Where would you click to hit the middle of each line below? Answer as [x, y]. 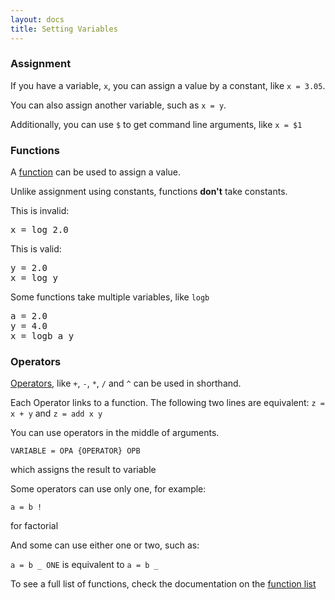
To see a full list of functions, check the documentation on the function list [163, 584]
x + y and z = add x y [56, 413]
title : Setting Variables [64, 29]
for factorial [34, 526]
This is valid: [36, 249]
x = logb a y [42, 336]
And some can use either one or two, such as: [105, 545]
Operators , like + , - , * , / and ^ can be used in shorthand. [126, 383]
